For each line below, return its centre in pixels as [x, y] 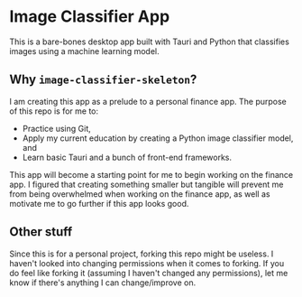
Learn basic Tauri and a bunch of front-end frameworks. [127, 157]
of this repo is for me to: [54, 111]
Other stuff [41, 232]
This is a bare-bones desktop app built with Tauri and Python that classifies [150, 42]
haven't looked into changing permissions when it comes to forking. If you [147, 263]
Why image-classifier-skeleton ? [103, 80]
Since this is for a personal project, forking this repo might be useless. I [142, 254]
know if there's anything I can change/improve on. [103, 283]
